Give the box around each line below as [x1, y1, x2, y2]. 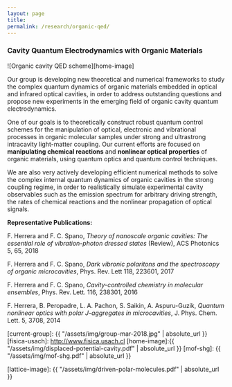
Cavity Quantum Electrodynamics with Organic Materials [7, 46, 203, 55]
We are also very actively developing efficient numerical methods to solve [7, 168, 218, 177]
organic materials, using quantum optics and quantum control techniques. [7, 154, 218, 163]
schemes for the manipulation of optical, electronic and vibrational [7, 125, 197, 134]
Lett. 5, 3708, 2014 [7, 316, 61, 324]
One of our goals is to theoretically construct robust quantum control [7, 118, 203, 126]
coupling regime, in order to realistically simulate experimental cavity [7, 183, 204, 191]
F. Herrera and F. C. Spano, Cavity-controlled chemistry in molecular [7, 280, 204, 289]
